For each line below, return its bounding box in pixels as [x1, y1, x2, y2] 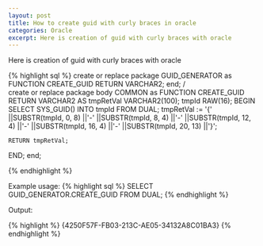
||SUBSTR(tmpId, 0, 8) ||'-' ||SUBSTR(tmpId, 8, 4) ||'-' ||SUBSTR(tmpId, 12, [8, 113, 251, 123]
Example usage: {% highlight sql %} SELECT [8, 182, 154, 191]
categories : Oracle [8, 26, 73, 34]
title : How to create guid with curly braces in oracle [8, 19, 196, 27]
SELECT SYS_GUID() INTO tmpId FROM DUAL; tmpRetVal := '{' [8, 105, 212, 114]
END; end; [8, 151, 42, 160]
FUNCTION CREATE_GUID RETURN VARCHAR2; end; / [8, 79, 186, 89]
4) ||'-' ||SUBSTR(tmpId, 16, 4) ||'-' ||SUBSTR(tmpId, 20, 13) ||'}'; [8, 121, 218, 131]
